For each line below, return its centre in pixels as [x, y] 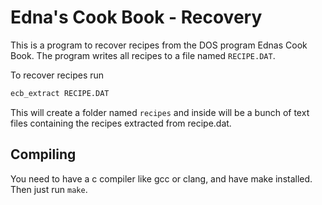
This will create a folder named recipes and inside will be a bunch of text [160, 112]
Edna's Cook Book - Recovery [136, 17]
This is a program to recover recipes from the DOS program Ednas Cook [159, 45]
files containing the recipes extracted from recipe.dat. [121, 123]
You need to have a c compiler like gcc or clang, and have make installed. [161, 178]
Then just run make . [49, 189]
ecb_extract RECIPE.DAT [60, 93]
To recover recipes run [57, 75]
